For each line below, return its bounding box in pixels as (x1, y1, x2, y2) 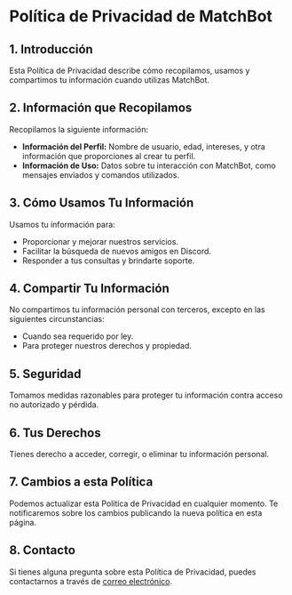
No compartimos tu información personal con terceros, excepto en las (9, 304, 265, 315)
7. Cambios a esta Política (9, 474, 154, 490)
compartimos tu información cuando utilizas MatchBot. (9, 75, 210, 85)
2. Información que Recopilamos (9, 101, 193, 116)
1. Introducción (9, 42, 93, 57)
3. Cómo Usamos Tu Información (9, 196, 194, 211)
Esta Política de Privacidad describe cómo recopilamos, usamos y (9, 65, 250, 76)
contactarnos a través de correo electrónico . (9, 575, 173, 586)
